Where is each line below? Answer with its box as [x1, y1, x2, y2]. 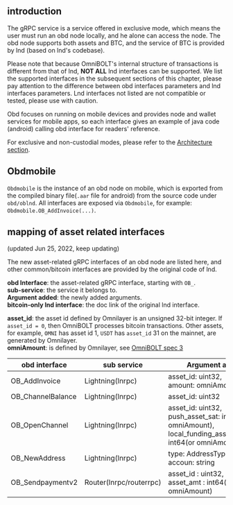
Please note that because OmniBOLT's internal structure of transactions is [7, 59, 218, 68]
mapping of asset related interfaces [7, 226, 165, 238]
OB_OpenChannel [10, 420, 69, 430]
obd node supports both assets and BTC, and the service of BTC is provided [7, 38, 225, 47]
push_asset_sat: [168, 412, 221, 422]
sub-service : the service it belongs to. [7, 286, 118, 294]
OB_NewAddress [10, 454, 66, 463]
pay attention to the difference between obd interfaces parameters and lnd [7, 81, 221, 89]
